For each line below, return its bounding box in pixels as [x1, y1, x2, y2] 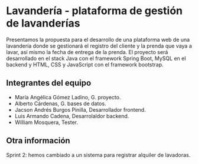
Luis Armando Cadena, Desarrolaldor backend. [14, 112, 129, 119]
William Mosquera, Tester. [14, 119, 79, 126]
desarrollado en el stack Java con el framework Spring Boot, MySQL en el [6, 55, 186, 62]
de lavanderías [6, 16, 80, 30]
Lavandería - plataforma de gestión [6, 4, 183, 18]
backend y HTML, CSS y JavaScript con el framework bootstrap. [6, 61, 164, 68]
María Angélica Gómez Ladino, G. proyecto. [14, 93, 121, 101]
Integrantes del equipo [6, 78, 92, 88]
